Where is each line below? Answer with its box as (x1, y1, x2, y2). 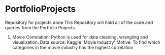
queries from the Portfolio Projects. (5, 24, 76, 30)
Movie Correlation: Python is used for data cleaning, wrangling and (12, 34, 148, 40)
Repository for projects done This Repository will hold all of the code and (5, 19, 153, 25)
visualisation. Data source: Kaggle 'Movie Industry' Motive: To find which (12, 39, 161, 45)
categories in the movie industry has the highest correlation (12, 44, 133, 50)
